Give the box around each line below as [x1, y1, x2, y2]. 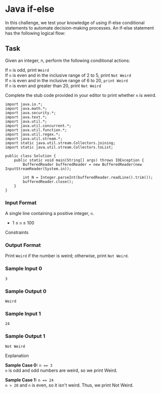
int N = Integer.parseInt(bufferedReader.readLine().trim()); [23, 175, 153, 180]
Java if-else [5, 3, 55, 15]
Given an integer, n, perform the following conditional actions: [5, 58, 130, 63]
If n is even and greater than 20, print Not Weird [5, 83, 101, 89]
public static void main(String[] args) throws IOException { [14, 157, 144, 163]
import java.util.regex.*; [5, 132, 61, 137]
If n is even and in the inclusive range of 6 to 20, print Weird [5, 77, 128, 83]
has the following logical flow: [5, 30, 65, 36]
